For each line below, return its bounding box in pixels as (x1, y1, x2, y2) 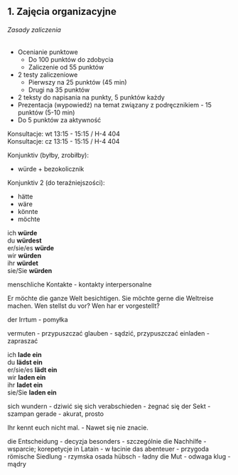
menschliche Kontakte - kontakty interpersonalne (7, 280, 152, 289)
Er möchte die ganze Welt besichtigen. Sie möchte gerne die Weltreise (7, 294, 214, 302)
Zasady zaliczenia (7, 25, 62, 34)
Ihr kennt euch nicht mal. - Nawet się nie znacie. (7, 423, 149, 432)
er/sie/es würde (7, 243, 55, 252)
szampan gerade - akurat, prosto (7, 409, 104, 418)
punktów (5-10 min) (17, 108, 75, 117)
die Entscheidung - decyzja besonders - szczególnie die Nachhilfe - (7, 437, 207, 445)
